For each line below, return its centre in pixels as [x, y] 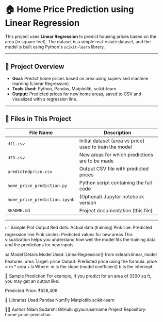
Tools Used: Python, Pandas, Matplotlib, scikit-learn [64, 88]
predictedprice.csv [30, 171]
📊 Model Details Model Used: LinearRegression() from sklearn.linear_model [81, 254]
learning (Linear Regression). [41, 84]
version [88, 203]
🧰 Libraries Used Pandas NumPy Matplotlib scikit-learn [60, 300]
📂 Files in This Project [38, 119]
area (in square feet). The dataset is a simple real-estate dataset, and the [78, 41]
